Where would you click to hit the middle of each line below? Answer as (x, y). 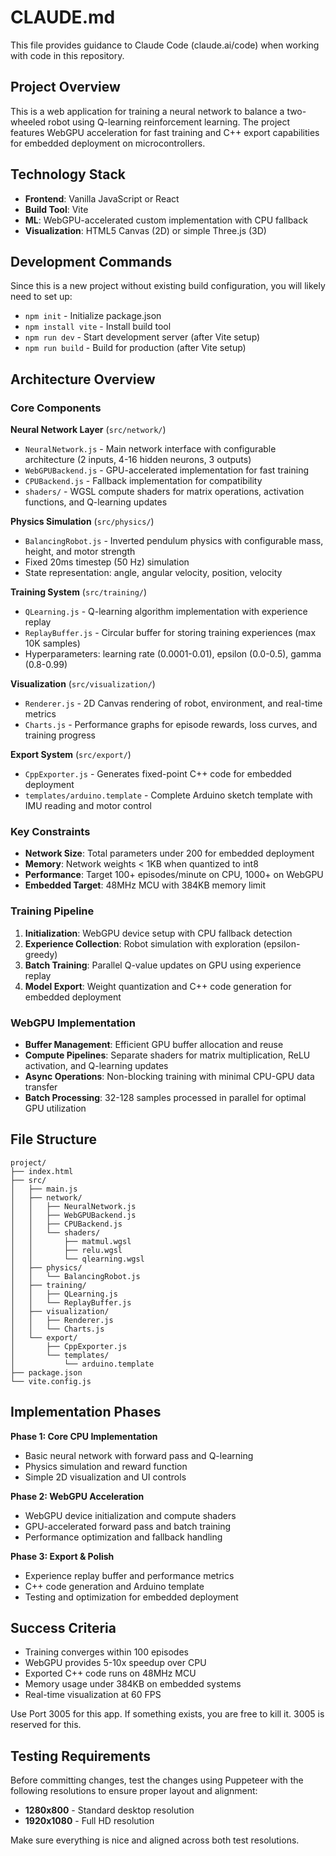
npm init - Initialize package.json (93, 316)
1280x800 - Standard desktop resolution (109, 1810)
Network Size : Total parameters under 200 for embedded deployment (169, 853)
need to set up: (41, 297)
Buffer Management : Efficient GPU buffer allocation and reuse (154, 1044)
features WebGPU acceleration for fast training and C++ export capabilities (165, 132)
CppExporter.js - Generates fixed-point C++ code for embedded (158, 774)
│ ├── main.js (44, 1189)
